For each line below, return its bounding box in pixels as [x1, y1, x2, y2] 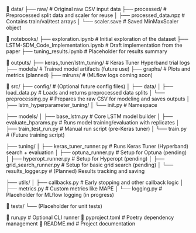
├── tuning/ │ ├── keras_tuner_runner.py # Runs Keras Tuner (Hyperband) [6, 143, 189, 149]
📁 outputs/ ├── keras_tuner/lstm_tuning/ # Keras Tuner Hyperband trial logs [6, 59, 190, 66]
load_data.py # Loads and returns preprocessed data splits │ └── [6, 89, 165, 96]
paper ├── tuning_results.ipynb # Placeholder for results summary [6, 48, 168, 55]
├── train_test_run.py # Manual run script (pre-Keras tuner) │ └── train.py [6, 126, 187, 132]
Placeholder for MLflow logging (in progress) [6, 192, 114, 198]
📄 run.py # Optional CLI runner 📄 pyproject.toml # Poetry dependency [6, 214, 174, 221]
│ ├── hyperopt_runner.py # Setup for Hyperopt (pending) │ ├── [6, 155, 165, 162]
